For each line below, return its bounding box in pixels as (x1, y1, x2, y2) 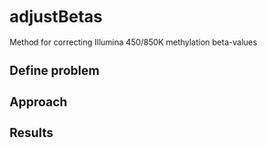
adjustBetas (9, 6, 103, 27)
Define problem (9, 63, 101, 79)
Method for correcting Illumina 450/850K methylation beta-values (9, 37, 258, 47)
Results (9, 125, 54, 141)
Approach (9, 94, 68, 110)
